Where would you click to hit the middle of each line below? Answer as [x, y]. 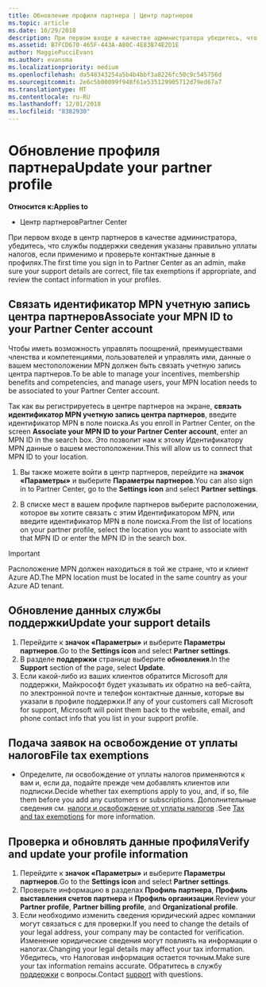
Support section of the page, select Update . [92, 667]
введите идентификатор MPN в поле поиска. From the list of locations [136, 521]
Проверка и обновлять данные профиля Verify [129, 841]
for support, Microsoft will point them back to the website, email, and [132, 709]
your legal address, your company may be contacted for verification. [132, 932]
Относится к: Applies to [48, 206]
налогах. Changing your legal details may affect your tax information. [132, 949]
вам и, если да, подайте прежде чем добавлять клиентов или [125, 783]
